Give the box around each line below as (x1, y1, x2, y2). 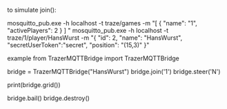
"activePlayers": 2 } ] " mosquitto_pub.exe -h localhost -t (7, 27, 169, 34)
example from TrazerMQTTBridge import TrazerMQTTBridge (7, 54, 179, 62)
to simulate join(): (7, 6, 57, 14)
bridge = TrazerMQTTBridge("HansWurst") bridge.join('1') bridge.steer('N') (7, 68, 221, 75)
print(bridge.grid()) (7, 81, 61, 88)
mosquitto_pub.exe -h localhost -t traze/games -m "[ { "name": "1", (7, 19, 198, 27)
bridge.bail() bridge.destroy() (7, 94, 90, 102)
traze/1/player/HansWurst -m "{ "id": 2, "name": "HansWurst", (7, 34, 183, 42)
